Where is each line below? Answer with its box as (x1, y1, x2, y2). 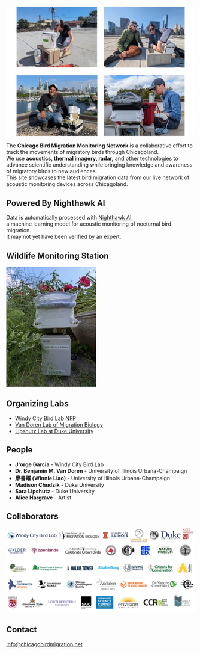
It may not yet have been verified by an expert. (6, 233, 122, 241)
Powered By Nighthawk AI (6, 198, 105, 208)
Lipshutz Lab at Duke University (14, 427, 94, 434)
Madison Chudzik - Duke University (14, 481, 105, 488)
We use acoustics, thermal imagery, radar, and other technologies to (6, 155, 178, 162)
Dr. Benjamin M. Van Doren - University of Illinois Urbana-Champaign (14, 467, 187, 474)
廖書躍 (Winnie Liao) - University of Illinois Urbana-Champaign (14, 474, 171, 481)
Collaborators (6, 511, 59, 522)
